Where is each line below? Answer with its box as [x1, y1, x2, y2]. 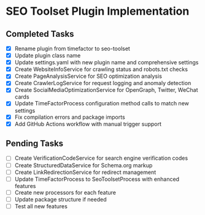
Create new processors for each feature [14, 189, 116, 196]
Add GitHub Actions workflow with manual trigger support [14, 120, 162, 127]
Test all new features [14, 202, 68, 209]
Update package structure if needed [14, 195, 107, 203]
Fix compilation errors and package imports [14, 113, 125, 121]
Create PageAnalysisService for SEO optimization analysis [14, 72, 162, 80]
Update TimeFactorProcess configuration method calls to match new [14, 100, 190, 107]
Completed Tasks [6, 29, 74, 39]
